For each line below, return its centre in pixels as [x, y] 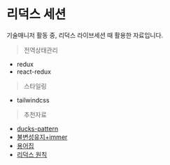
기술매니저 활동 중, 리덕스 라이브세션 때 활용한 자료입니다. [85, 35]
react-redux [34, 72]
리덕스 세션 [36, 14]
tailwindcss [33, 100]
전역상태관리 [41, 50]
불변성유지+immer [42, 137]
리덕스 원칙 [32, 154]
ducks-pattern [37, 128]
